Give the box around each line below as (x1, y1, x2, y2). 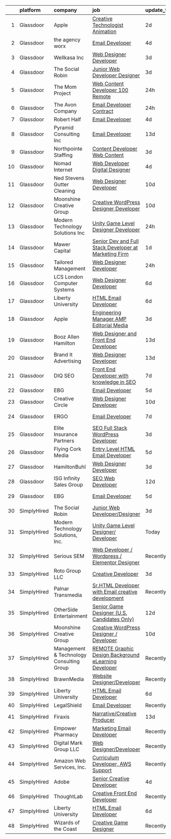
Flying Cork (53, 446, 81, 452)
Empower (53, 725, 77, 731)
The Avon (53, 101, 77, 108)
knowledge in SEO (92, 378, 136, 386)
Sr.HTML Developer (92, 582, 140, 589)
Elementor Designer (92, 559, 140, 566)
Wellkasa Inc (53, 54, 84, 61)
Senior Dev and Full (92, 238, 139, 244)
